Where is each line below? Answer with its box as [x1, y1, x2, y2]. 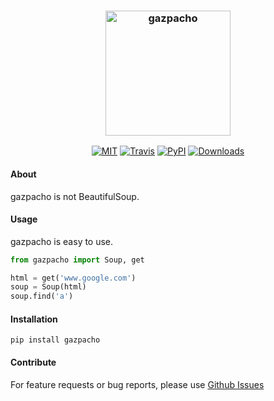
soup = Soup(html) [10, 282, 87, 292]
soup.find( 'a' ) [10, 291, 74, 302]
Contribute [10, 356, 57, 368]
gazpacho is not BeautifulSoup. [10, 190, 140, 202]
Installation [10, 313, 58, 325]
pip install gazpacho [10, 335, 101, 345]
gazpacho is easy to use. [10, 235, 114, 247]
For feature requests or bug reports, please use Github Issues [10, 378, 265, 390]
